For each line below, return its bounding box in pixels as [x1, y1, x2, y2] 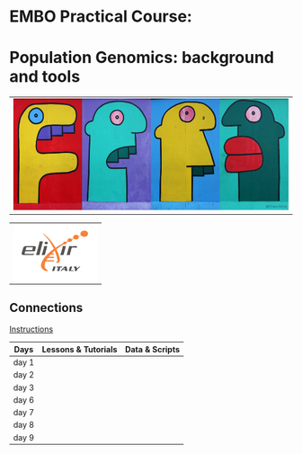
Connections [9, 300, 84, 316]
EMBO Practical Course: [9, 6, 193, 27]
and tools [9, 67, 81, 87]
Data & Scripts [124, 343, 181, 354]
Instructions [9, 324, 54, 334]
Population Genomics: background [9, 48, 275, 68]
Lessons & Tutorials [41, 343, 118, 354]
